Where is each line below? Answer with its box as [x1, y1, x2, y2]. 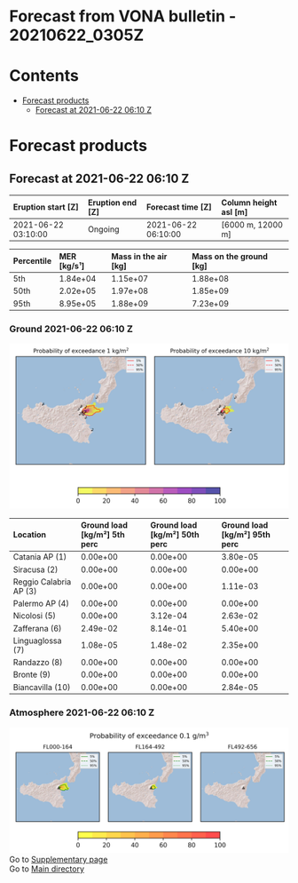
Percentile [12, 256, 52, 266]
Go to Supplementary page [9, 854, 108, 864]
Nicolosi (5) [12, 610, 56, 621]
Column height [221, 197, 278, 208]
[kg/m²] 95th [221, 529, 271, 540]
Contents [9, 66, 80, 86]
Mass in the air [110, 251, 168, 261]
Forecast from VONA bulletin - [9, 6, 237, 27]
